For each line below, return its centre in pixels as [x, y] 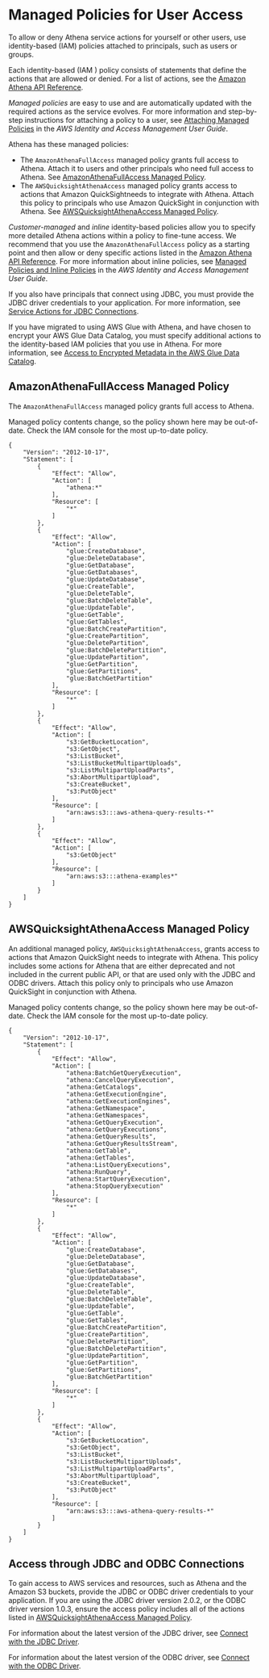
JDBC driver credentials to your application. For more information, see [125, 302]
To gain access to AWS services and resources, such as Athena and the [128, 1584]
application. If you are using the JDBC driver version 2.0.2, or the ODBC [127, 1600]
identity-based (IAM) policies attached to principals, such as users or [123, 45]
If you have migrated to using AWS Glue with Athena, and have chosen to [130, 327]
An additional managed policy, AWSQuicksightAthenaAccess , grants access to [134, 948]
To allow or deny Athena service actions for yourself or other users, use [127, 37]
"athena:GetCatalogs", [104, 1087]
